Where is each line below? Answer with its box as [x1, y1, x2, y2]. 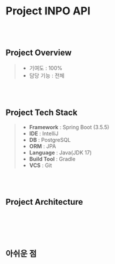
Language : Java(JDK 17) [29, 148, 92, 156]
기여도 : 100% [29, 64, 63, 71]
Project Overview [5, 48, 72, 58]
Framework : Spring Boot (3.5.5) [29, 123, 110, 131]
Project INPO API [5, 4, 91, 18]
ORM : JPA [29, 142, 56, 150]
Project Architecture [5, 196, 83, 207]
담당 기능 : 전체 [29, 72, 65, 79]
